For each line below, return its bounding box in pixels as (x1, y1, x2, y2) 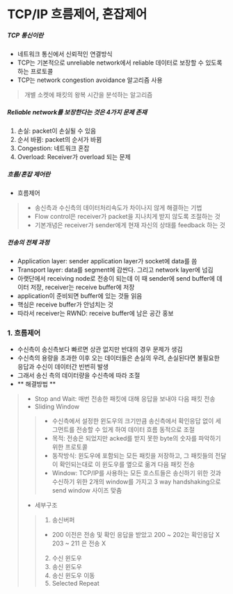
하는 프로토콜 (17, 67, 54, 76)
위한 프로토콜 (51, 443, 88, 452)
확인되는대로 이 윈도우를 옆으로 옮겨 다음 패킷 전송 (59, 460, 195, 469)
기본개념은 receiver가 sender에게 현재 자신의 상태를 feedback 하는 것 (34, 221, 226, 229)
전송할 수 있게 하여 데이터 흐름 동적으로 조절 (76, 425, 195, 434)
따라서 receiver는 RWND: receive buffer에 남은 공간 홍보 (17, 309, 174, 317)
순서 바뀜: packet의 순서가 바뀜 (17, 135, 102, 144)
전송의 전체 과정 (7, 238, 50, 247)
